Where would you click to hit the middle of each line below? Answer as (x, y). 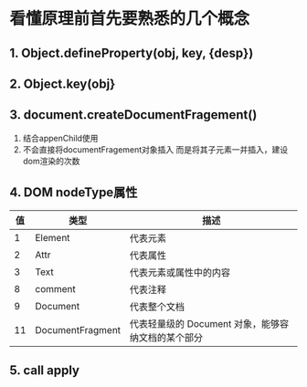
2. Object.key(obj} (63, 84)
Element (53, 237)
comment (55, 288)
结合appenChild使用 (60, 138)
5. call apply (45, 370)
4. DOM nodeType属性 (74, 193)
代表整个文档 (157, 307)
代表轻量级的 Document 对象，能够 (205, 323)
